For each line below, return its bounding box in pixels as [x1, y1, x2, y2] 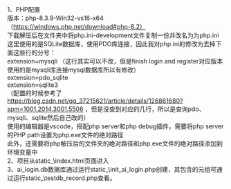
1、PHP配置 [7, 6, 40, 13]
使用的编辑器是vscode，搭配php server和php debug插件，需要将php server [7, 122, 224, 130]
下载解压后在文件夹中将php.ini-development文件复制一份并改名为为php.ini [7, 31, 219, 39]
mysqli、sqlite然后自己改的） [7, 114, 90, 121]
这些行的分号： [12, 48, 56, 57]
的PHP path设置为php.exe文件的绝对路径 [7, 131, 124, 139]
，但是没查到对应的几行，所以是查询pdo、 [84, 105, 205, 113]
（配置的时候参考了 [7, 89, 62, 97]
